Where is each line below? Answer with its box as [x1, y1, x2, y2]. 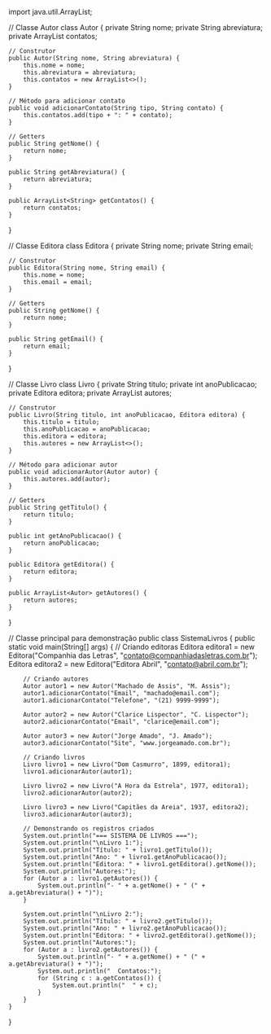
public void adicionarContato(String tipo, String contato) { [8, 104, 224, 112]
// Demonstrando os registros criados [23, 825, 155, 833]
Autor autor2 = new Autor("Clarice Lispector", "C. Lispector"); [23, 711, 250, 719]
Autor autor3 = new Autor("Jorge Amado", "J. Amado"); [23, 732, 213, 740]
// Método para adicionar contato [8, 97, 126, 105]
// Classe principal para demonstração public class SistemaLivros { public [8, 633, 256, 642]
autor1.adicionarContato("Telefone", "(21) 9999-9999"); [23, 696, 221, 704]
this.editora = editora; [23, 432, 107, 440]
